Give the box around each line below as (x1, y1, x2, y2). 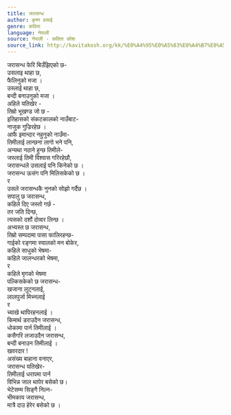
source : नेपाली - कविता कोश (7, 36, 76, 43)
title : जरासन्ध (7, 10, 45, 17)
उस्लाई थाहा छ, (7, 84, 41, 92)
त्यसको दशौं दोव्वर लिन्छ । (7, 216, 65, 223)
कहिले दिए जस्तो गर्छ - (7, 200, 56, 208)
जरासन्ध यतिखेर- (7, 362, 45, 370)
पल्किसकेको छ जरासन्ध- (7, 278, 61, 285)
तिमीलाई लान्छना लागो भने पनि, (7, 138, 74, 146)
